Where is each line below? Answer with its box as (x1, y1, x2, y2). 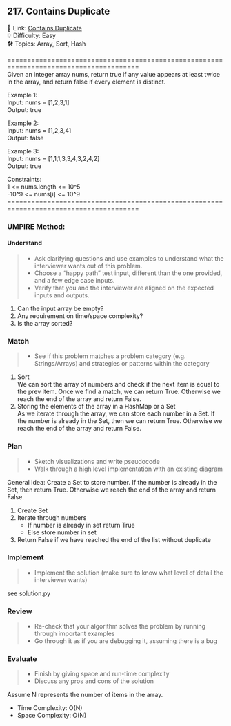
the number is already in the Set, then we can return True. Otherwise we (17, 417, 223, 425)
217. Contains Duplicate (7, 6, 110, 17)
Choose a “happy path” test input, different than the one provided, (34, 269, 223, 277)
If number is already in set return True (27, 521, 136, 529)
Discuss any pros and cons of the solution (34, 677, 154, 685)
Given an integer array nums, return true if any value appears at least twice (7, 70, 221, 78)
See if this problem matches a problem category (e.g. (34, 352, 186, 360)
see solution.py (7, 589, 50, 597)
